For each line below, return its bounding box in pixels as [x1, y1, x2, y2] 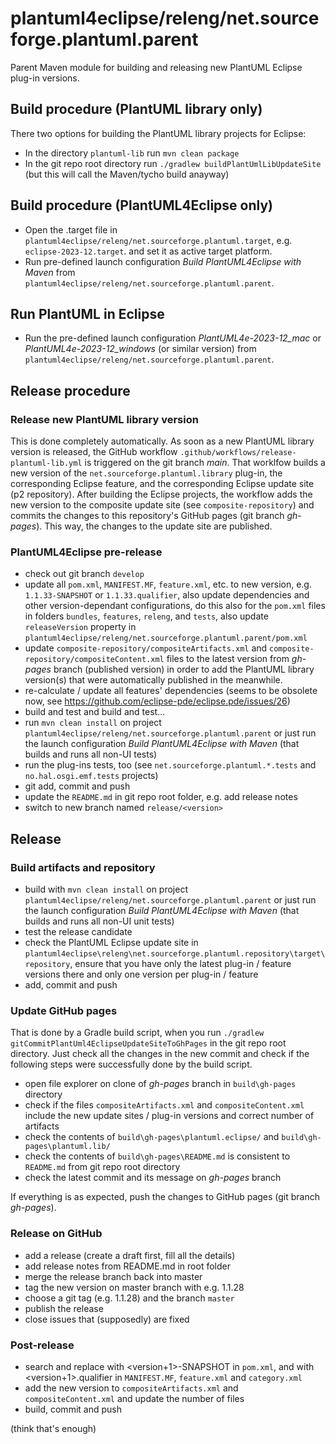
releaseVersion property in [24, 621, 137, 633]
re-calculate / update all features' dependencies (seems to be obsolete [24, 685, 318, 697]
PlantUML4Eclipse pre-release [10, 545, 163, 559]
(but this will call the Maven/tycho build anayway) [24, 168, 230, 180]
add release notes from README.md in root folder [24, 1260, 231, 1272]
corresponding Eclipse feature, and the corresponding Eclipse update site [10, 478, 315, 490]
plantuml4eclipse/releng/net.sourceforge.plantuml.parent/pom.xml [24, 633, 308, 644]
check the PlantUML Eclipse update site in [24, 937, 199, 949]
